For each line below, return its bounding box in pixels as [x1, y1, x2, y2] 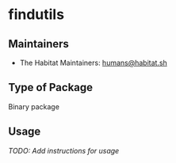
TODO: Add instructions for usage [8, 146, 120, 155]
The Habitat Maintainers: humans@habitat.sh [19, 58, 168, 67]
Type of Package [8, 81, 94, 94]
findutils [8, 6, 65, 24]
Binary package [8, 101, 59, 112]
